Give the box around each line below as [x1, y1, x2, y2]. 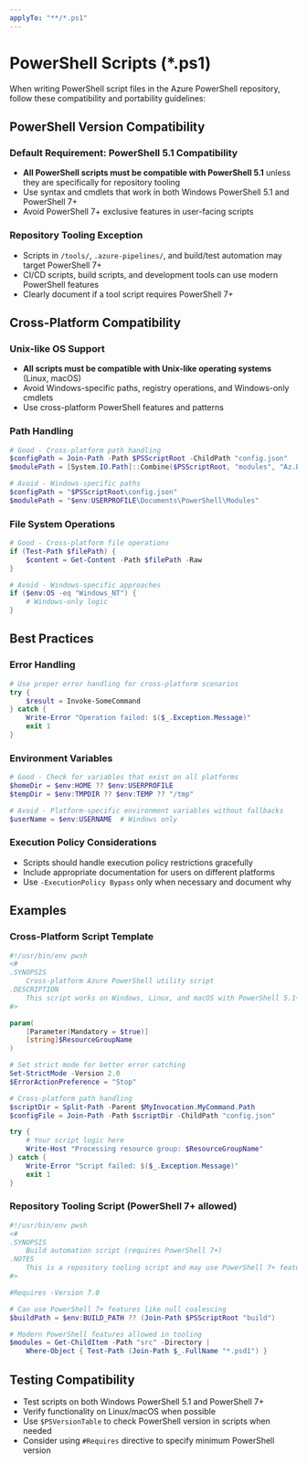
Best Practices [9, 631, 94, 647]
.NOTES [9, 1255, 35, 1264]
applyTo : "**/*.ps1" [9, 13, 89, 23]
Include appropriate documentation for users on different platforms [22, 866, 276, 877]
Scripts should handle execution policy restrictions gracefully [22, 856, 254, 868]
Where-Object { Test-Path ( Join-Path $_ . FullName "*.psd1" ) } [26, 1347, 268, 1356]
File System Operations [9, 517, 116, 530]
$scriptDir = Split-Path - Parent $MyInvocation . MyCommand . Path [9, 1102, 256, 1111]
